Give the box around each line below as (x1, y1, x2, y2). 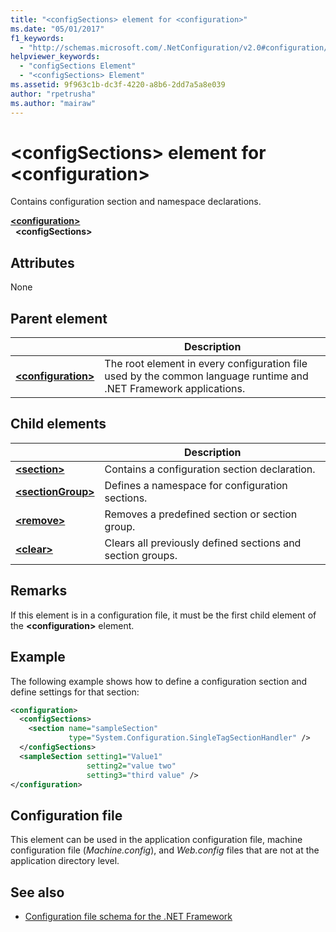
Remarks (10, 582, 68, 600)
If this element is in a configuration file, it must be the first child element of (10, 609, 317, 621)
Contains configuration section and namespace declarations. (10, 196, 262, 208)
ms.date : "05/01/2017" (10, 24, 105, 34)
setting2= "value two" (86, 761, 177, 771)
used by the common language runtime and (104, 369, 309, 383)
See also (10, 884, 65, 901)
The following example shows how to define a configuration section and (10, 675, 308, 687)
